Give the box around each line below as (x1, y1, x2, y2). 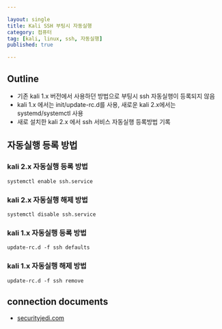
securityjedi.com (16, 314, 65, 322)
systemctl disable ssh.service (7, 210, 96, 218)
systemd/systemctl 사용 (16, 109, 84, 117)
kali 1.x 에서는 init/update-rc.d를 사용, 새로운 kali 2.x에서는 (16, 100, 176, 108)
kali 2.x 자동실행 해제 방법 (7, 195, 89, 204)
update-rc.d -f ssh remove (7, 277, 84, 284)
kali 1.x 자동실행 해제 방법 (7, 261, 87, 271)
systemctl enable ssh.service (7, 178, 94, 185)
